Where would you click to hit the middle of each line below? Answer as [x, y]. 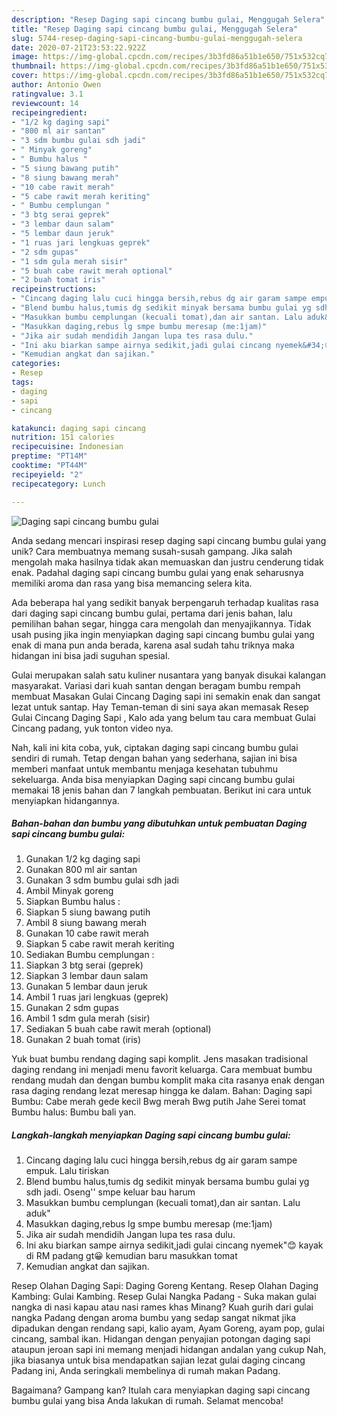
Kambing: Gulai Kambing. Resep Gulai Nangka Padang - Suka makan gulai [164, 1297]
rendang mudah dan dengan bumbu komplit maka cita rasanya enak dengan [168, 1080]
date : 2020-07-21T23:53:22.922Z [78, 47]
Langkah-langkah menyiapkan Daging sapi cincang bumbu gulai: [151, 1135]
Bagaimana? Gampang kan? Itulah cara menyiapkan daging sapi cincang [161, 1390]
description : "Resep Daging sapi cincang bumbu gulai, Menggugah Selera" [168, 19]
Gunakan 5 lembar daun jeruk [86, 987]
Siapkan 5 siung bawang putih [88, 912]
